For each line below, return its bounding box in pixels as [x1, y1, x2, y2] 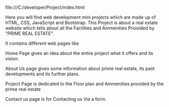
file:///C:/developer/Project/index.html [5, 5, 85, 10]
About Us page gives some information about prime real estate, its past [5, 66, 155, 71]
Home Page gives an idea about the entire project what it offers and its [5, 50, 154, 56]
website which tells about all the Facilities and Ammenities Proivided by [5, 25, 155, 31]
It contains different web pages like [5, 40, 79, 46]
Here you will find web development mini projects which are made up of [5, 14, 156, 20]
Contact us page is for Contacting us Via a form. [5, 96, 107, 102]
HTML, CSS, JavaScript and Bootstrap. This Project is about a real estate [5, 20, 158, 25]
